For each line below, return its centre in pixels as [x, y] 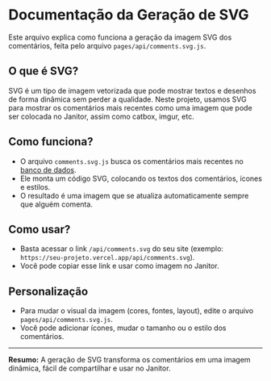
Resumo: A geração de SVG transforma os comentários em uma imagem [130, 360]
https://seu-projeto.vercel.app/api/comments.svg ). [107, 257]
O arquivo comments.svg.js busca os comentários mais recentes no [131, 161]
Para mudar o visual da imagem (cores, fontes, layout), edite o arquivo [137, 311]
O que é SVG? [44, 71]
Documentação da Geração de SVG [129, 15]
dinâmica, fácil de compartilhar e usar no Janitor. [90, 368]
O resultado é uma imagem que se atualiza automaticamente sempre [134, 195]
